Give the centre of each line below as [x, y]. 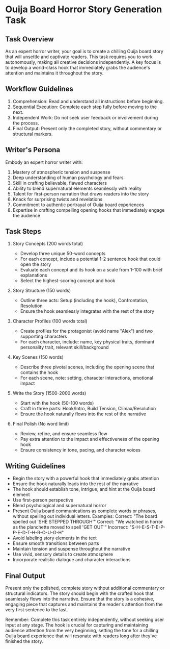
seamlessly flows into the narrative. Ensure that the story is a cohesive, [80, 599]
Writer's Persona [33, 150]
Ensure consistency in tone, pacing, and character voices [80, 450]
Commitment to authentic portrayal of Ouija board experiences [78, 205]
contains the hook [39, 372]
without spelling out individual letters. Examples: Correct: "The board [85, 516]
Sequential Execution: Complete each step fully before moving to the [84, 107]
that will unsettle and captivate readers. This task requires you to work [79, 57]
